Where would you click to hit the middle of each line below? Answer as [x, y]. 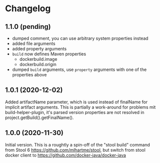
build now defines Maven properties [49, 54]
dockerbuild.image [38, 59]
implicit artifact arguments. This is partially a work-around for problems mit [80, 107]
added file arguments [34, 44]
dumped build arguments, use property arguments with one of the [79, 70]
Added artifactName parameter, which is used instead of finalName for [76, 102]
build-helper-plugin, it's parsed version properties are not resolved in [75, 112]
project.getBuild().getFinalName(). [40, 117]
